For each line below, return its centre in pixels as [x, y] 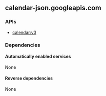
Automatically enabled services [38, 56]
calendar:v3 [24, 32]
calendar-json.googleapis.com [53, 8]
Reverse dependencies [29, 78]
